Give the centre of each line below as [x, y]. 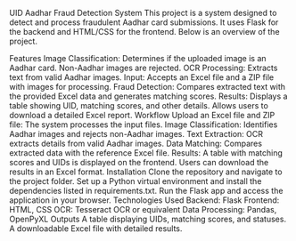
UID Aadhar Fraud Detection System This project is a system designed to [143, 13]
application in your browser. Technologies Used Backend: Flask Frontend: [144, 200]
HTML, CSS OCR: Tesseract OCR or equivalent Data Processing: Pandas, [143, 209]
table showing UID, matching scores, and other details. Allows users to [139, 105]
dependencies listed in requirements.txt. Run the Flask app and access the [146, 191]
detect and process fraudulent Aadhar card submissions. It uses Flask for [144, 22]
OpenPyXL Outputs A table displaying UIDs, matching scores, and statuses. [148, 219]
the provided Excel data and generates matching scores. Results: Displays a [148, 96]
